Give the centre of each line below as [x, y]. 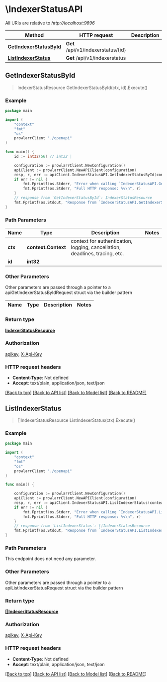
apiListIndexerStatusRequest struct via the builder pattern [64, 587]
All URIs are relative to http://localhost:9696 [50, 23]
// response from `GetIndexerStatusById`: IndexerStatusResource [83, 198]
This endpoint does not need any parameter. [50, 559]
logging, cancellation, [96, 247]
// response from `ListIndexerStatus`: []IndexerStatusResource [82, 526]
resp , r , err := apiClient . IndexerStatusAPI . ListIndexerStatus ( [82, 503]
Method [34, 35]
